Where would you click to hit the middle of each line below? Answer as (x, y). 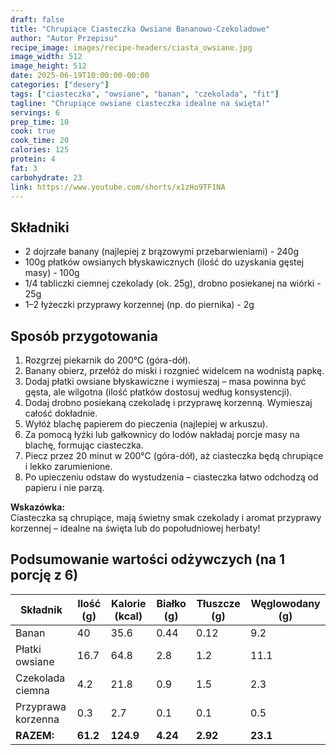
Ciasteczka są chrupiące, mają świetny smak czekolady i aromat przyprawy (166, 517)
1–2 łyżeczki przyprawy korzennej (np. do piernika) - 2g (139, 305)
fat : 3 (24, 168)
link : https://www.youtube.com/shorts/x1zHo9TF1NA (118, 187)
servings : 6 (35, 112)
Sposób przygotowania (84, 336)
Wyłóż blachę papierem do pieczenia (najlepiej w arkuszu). (146, 424)
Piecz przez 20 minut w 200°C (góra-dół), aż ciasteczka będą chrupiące (174, 455)
